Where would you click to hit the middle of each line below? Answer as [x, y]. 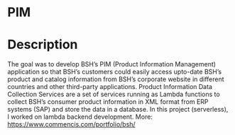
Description [43, 45]
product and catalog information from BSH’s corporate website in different [116, 79]
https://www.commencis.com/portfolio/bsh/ [72, 124]
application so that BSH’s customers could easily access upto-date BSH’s [115, 72]
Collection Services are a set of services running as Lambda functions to [114, 94]
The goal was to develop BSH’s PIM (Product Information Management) [112, 64]
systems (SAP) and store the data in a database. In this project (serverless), [118, 110]
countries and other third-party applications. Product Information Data [110, 87]
